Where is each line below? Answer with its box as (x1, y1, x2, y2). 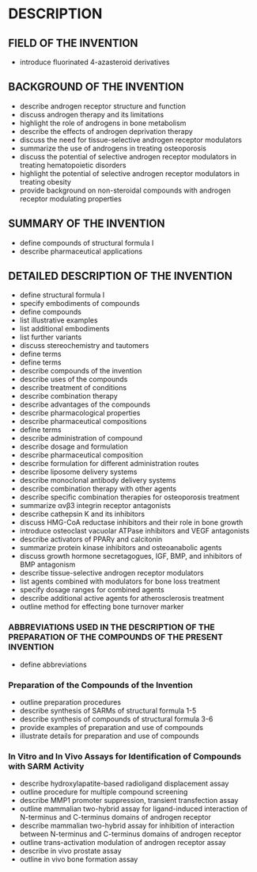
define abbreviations (19, 660, 87, 669)
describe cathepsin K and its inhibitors (19, 509, 145, 519)
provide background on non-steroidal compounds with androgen (19, 185, 231, 195)
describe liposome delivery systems (19, 467, 138, 476)
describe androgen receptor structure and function (19, 101, 186, 111)
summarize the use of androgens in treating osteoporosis (19, 143, 207, 153)
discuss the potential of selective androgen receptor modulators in (19, 151, 237, 161)
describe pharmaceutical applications (19, 247, 143, 256)
